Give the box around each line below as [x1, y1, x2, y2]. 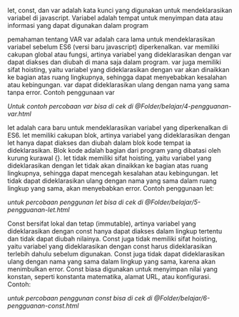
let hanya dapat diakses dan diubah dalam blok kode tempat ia [7, 139, 191, 147]
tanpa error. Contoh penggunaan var [7, 89, 116, 96]
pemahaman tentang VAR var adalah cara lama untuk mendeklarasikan [7, 35, 215, 44]
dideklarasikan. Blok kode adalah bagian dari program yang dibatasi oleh [7, 146, 221, 154]
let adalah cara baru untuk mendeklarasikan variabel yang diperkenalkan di [7, 124, 228, 131]
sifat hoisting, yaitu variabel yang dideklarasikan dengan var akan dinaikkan [7, 66, 230, 74]
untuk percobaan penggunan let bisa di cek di [7, 198, 144, 206]
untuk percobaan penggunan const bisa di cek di [7, 294, 153, 302]
